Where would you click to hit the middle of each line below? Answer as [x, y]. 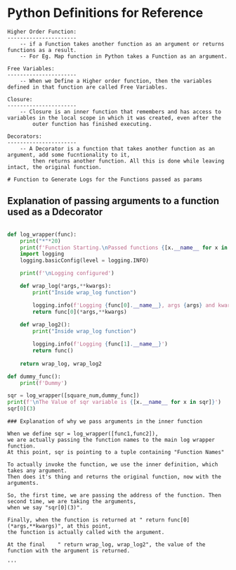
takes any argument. [38, 471]
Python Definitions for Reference [105, 13]
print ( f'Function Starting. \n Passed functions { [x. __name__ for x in [124, 248]
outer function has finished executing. [92, 124]
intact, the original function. [54, 167]
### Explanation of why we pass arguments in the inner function [105, 422]
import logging [42, 254]
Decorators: [25, 136]
